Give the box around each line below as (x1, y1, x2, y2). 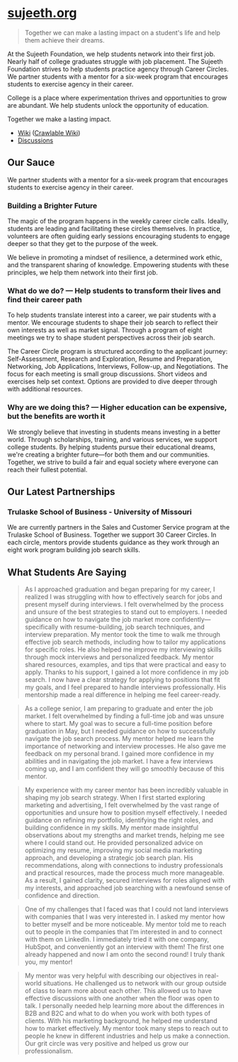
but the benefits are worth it (7, 411, 106, 421)
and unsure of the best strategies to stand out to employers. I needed (24, 608, 227, 616)
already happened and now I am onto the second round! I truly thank (24, 950, 225, 958)
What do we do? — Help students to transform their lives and (7, 286, 221, 296)
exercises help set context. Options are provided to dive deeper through (7, 377, 217, 386)
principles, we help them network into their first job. (7, 268, 158, 277)
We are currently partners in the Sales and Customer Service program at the (7, 523, 230, 532)
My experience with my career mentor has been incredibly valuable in (24, 786, 229, 795)
